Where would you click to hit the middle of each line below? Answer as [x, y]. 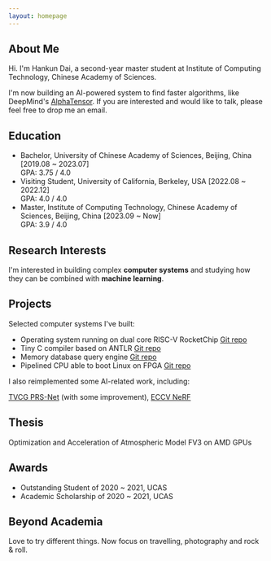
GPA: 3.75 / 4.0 [46, 173]
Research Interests [57, 250]
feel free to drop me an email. [58, 110]
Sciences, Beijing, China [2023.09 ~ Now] [90, 216]
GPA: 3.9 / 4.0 [44, 225]
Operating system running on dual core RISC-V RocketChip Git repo [133, 340]
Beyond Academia [56, 522]
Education [35, 136]
